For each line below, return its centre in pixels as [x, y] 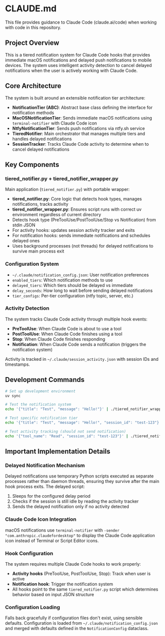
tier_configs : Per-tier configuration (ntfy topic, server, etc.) [73, 295]
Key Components [32, 165]
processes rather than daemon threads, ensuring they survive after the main [82, 481]
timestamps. [18, 364]
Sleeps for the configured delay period [51, 496]
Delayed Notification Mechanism [45, 465]
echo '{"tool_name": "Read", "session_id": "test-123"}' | [67, 436]
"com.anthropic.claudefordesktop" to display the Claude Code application [80, 535]
